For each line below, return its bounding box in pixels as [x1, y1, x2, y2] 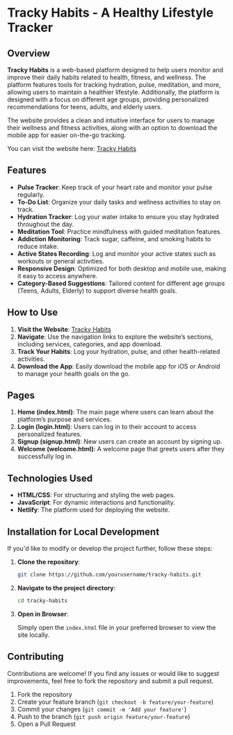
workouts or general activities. [17, 257, 104, 265]
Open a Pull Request [17, 720, 77, 728]
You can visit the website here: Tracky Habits [7, 145, 137, 152]
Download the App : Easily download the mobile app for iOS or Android [17, 362, 220, 370]
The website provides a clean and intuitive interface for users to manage [7, 116, 215, 124]
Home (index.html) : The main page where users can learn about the [17, 408, 214, 417]
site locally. [17, 631, 50, 639]
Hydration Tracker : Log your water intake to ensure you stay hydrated [17, 212, 219, 220]
